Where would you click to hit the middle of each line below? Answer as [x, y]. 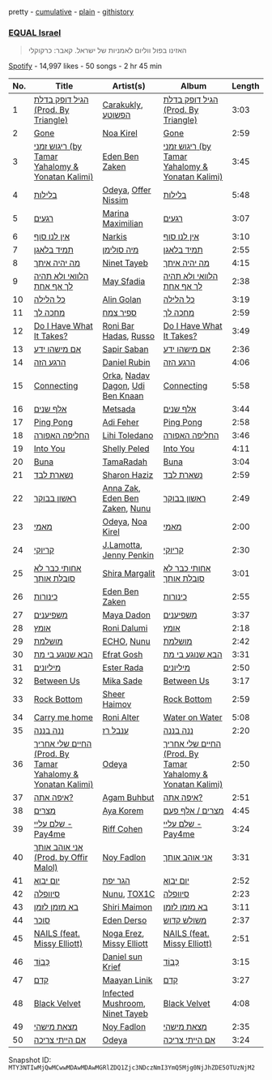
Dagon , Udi [124, 386]
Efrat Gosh [123, 655]
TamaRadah [125, 462]
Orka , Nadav [126, 376]
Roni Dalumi [125, 628]
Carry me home [63, 717]
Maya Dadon [127, 615]
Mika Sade [123, 681]
